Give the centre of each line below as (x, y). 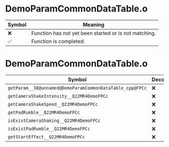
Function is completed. (58, 41)
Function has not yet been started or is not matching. (93, 33)
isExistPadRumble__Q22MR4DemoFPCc (49, 129)
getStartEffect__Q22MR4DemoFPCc (47, 137)
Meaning (94, 25)
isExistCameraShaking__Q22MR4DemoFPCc (54, 120)
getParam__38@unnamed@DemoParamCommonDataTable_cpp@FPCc (77, 88)
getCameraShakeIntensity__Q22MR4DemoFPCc (58, 96)
